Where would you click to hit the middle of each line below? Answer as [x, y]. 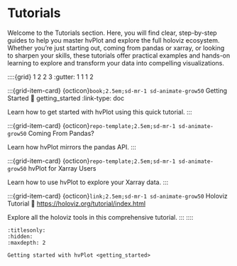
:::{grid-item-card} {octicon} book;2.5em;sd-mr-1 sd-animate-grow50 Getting [117, 90]
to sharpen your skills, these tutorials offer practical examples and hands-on [119, 55]
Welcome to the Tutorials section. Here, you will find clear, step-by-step [112, 33]
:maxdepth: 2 [27, 243]
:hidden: [20, 236]
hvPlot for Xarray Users [62, 168]
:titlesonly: [27, 230]
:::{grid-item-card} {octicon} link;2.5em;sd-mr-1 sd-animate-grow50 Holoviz [118, 196]
